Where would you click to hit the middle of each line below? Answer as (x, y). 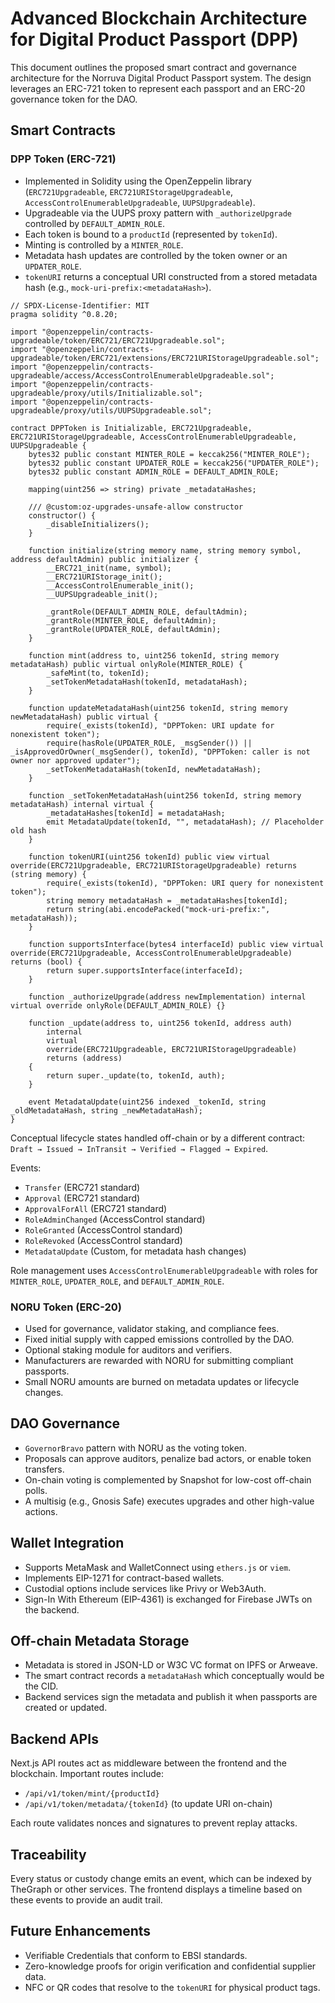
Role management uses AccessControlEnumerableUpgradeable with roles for (164, 1270)
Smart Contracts (63, 130)
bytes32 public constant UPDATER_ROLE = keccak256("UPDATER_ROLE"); (174, 463)
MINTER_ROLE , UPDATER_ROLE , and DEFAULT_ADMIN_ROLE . (117, 1281)
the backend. (52, 1609)
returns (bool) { (46, 962)
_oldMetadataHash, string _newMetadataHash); (106, 1110)
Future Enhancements (81, 1931)
